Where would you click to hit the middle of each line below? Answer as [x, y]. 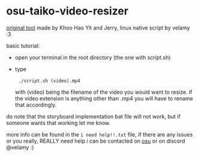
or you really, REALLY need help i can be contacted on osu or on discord [96, 141]
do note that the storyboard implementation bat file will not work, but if [94, 116]
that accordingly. [36, 105]
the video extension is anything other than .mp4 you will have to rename [104, 98]
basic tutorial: [23, 46]
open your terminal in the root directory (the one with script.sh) [93, 57]
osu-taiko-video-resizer [67, 11]
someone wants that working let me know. [58, 123]
